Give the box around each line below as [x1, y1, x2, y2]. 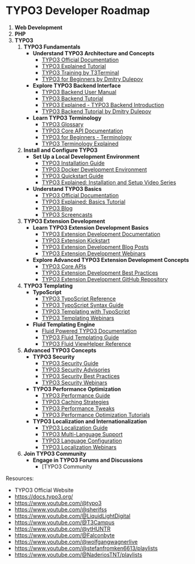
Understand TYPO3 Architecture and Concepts [32, 49, 155, 57]
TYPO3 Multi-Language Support [41, 430, 123, 438]
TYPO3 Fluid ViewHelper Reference [41, 340, 131, 347]
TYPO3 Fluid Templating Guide [41, 334, 119, 341]
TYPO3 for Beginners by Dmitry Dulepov [41, 75, 143, 83]
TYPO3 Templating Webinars [41, 314, 115, 322]
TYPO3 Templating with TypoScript [41, 308, 130, 315]
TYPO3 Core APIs [41, 263, 86, 270]
